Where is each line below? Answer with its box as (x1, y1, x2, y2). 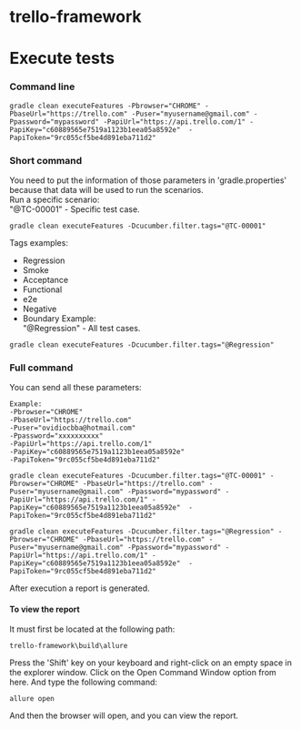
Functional (22, 284, 63, 295)
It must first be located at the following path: (9, 624, 176, 634)
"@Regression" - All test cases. (22, 322, 141, 333)
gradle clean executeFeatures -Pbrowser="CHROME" (9, 101, 202, 110)
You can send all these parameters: (9, 382, 143, 393)
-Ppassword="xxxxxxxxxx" (9, 431, 104, 441)
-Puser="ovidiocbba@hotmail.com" (9, 423, 136, 433)
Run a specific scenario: (9, 194, 100, 205)
